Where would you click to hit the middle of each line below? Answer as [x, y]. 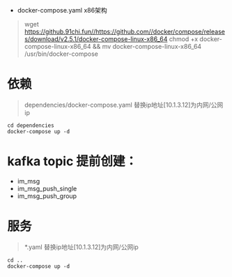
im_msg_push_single [47, 188]
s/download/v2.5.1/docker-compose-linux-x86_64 [96, 39]
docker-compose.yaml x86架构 [62, 10]
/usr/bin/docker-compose [61, 54]
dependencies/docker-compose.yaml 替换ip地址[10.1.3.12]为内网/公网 [124, 105]
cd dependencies [31, 125]
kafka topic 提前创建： [72, 162]
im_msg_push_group [47, 196]
